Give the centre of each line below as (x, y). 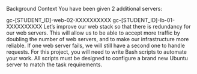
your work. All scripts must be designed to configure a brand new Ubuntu (97, 58)
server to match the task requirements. (54, 64)
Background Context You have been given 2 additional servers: (84, 9)
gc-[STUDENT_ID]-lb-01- (144, 20)
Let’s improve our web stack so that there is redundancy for (117, 27)
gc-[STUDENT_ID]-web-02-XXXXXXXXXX (59, 20)
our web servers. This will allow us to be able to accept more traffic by (93, 33)
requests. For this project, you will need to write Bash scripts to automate (97, 52)
